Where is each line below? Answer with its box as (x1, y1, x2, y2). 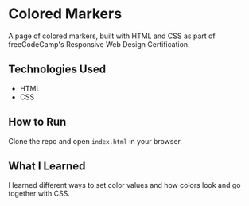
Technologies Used (8, 63, 106, 76)
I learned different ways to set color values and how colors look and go (8, 181, 241, 190)
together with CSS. (8, 189, 70, 199)
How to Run (8, 115, 67, 129)
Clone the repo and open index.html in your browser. (8, 136, 183, 146)
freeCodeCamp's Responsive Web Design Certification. (8, 39, 190, 49)
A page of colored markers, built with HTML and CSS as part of (8, 31, 216, 41)
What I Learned (8, 159, 86, 173)
